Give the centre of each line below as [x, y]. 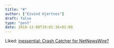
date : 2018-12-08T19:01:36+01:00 [39, 27]
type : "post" [18, 23]
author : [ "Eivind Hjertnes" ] [35, 14]
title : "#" [16, 9]
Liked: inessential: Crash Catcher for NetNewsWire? [57, 41]
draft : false [18, 18]
